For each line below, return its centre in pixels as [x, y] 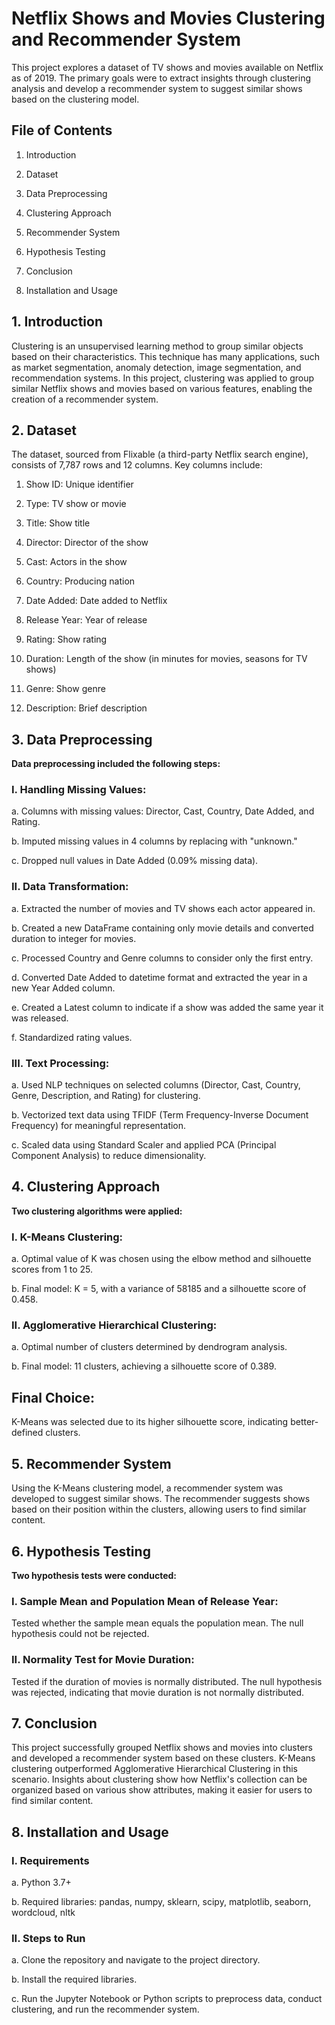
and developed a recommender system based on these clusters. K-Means [163, 1758]
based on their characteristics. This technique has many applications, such [165, 356]
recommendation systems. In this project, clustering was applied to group [163, 378]
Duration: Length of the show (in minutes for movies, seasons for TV [166, 659]
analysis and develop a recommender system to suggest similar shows [157, 88]
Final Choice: [53, 1397]
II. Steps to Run [48, 1938]
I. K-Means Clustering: [67, 1237]
